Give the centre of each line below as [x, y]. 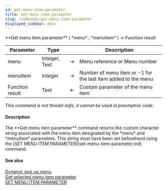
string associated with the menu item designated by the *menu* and [75, 133]
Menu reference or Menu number [118, 62]
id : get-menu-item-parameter [35, 10]
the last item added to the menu [116, 79]
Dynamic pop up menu [28, 172]
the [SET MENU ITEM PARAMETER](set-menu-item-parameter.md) [74, 144]
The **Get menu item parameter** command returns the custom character [82, 128]
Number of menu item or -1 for [116, 73]
